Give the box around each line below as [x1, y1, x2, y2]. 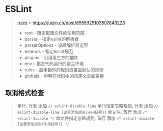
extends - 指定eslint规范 [24, 48, 74, 54]
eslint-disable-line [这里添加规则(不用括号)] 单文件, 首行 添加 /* [17, 109, 147, 115]
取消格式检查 [5, 89, 44, 97]
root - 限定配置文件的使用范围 [24, 30, 85, 35]
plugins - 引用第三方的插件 [24, 54, 79, 60]
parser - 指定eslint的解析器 [24, 36, 79, 42]
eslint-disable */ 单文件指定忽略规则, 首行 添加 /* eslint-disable [17, 115, 154, 121]
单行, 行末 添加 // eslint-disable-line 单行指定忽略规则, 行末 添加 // [17, 102, 159, 109]
